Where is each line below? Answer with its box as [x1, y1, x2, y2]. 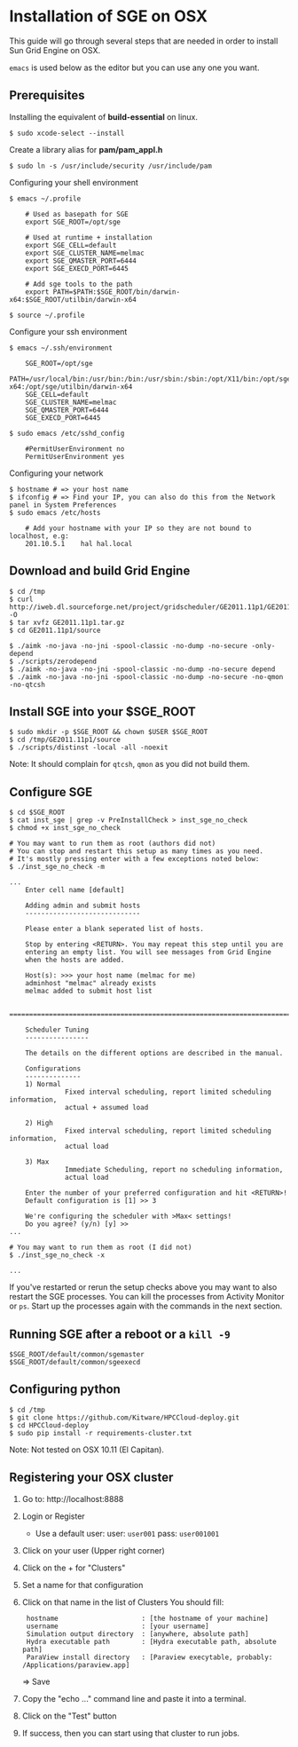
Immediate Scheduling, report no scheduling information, [65, 1166, 284, 1174]
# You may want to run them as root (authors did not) [9, 839, 216, 849]
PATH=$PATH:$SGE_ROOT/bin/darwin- [52, 287, 180, 296]
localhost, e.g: [9, 531, 69, 541]
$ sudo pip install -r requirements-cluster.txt [9, 1428, 192, 1437]
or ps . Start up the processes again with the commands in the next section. [9, 1300, 283, 1311]
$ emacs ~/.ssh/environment [9, 344, 114, 352]
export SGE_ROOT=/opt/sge [25, 217, 122, 226]
